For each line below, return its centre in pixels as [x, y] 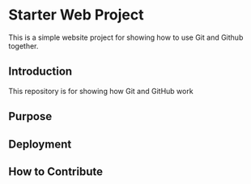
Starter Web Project [76, 15]
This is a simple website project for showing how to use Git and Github [126, 37]
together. [23, 45]
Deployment [40, 144]
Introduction [40, 72]
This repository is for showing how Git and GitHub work [101, 91]
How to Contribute [56, 171]
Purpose [30, 116]
